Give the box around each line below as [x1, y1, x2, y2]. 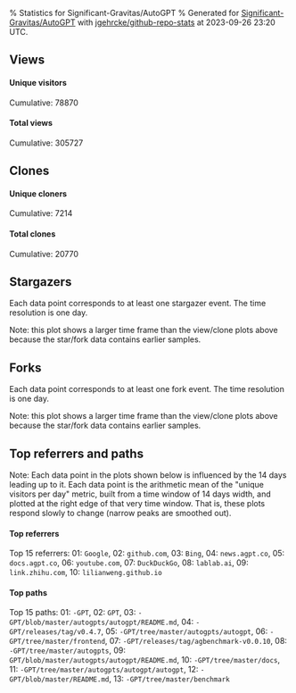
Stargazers [9, 274, 72, 289]
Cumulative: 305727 [9, 138, 84, 148]
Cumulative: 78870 [9, 97, 78, 108]
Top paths [9, 587, 47, 597]
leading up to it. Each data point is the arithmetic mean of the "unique [9, 480, 265, 490]
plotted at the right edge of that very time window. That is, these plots [9, 498, 266, 509]
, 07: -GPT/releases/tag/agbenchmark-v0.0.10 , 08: [104, 636, 288, 647]
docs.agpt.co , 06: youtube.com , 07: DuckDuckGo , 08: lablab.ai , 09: [9, 557, 250, 568]
